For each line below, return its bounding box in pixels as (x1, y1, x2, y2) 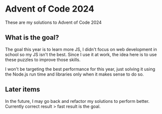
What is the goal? (5, 33, 60, 42)
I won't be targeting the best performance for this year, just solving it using (5, 66, 155, 72)
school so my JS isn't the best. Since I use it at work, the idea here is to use (5, 51, 157, 57)
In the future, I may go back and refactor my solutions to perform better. (5, 98, 150, 104)
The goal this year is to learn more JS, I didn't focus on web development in (5, 46, 157, 52)
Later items (5, 85, 40, 94)
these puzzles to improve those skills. (5, 57, 81, 63)
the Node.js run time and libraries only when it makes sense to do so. (5, 71, 144, 77)
